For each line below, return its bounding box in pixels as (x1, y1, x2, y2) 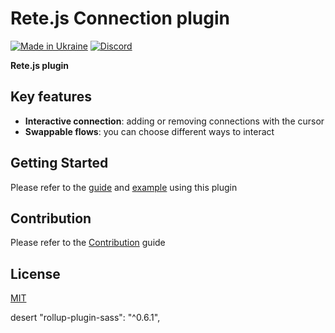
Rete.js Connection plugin (10, 7, 230, 30)
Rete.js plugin (10, 59, 70, 71)
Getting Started (10, 155, 109, 172)
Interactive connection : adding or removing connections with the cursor (24, 115, 325, 127)
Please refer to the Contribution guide (10, 237, 166, 249)
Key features (10, 88, 92, 106)
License (10, 265, 61, 282)
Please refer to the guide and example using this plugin (10, 181, 238, 193)
